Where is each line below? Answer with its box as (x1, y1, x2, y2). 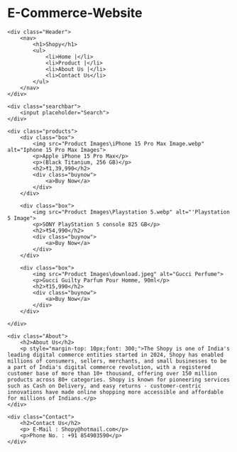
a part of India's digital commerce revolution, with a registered (7, 363, 211, 370)
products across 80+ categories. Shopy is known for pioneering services (7, 376, 231, 383)
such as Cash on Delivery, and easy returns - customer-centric (7, 382, 202, 390)
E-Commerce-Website (7, 5, 143, 21)
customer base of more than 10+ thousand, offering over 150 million (7, 370, 218, 377)
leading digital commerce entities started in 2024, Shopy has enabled (7, 351, 224, 358)
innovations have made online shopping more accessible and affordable (7, 388, 224, 395)
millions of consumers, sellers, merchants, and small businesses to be (7, 357, 227, 365)
